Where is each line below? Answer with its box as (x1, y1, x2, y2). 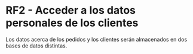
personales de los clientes (5, 16, 139, 30)
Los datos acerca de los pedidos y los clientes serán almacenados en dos (5, 36, 188, 43)
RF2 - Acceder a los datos (5, 4, 136, 17)
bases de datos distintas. (5, 42, 68, 49)
